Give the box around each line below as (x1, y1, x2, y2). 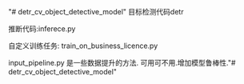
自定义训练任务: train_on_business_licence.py (8, 41, 158, 50)
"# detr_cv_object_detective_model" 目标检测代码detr (8, 7, 184, 16)
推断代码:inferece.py (8, 24, 76, 34)
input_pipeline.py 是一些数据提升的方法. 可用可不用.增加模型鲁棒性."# (8, 58, 236, 67)
